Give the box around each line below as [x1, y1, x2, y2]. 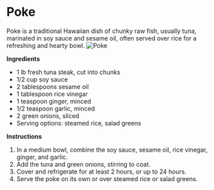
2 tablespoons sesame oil [16, 82, 89, 91]
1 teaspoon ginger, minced [16, 97, 92, 105]
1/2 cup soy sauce [16, 75, 68, 83]
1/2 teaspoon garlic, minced [16, 104, 95, 112]
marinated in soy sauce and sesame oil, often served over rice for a [6, 34, 197, 42]
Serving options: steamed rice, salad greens [16, 119, 141, 127]
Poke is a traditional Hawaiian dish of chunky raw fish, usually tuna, [6, 27, 197, 35]
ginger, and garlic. [16, 152, 68, 161]
